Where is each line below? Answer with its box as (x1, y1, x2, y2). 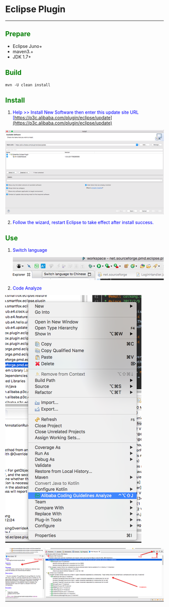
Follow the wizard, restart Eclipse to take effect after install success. (12, 219, 154, 225)
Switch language (12, 247, 48, 253)
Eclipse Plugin (5, 4, 66, 15)
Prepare (5, 30, 31, 38)
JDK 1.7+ (12, 54, 31, 60)
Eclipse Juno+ (12, 43, 43, 49)
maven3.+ (12, 48, 34, 54)
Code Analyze (12, 285, 42, 291)
